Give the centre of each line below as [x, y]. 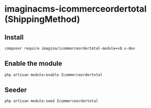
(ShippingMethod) [42, 19]
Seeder [16, 90]
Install [14, 37]
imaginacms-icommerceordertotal [75, 9]
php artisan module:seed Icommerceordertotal [51, 101]
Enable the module [34, 63]
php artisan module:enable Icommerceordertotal [54, 75]
